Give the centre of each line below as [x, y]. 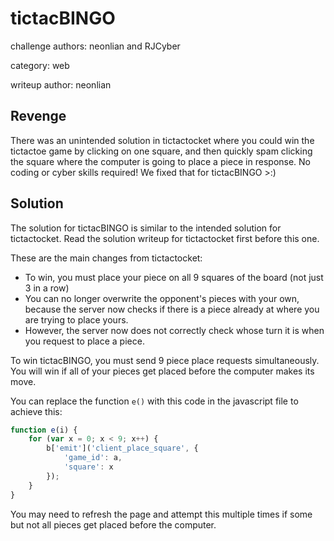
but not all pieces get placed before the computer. [113, 524]
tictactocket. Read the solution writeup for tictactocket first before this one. [165, 238]
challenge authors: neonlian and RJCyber [95, 46]
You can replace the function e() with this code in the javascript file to [154, 401]
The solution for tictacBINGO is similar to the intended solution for [146, 228]
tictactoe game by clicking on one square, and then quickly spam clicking [161, 151]
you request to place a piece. [84, 341]
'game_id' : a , [93, 458]
